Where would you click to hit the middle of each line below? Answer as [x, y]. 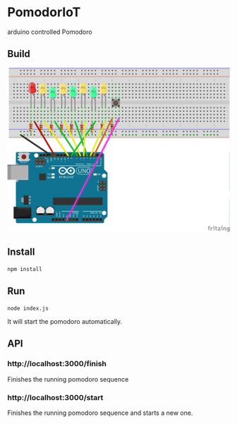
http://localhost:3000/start [55, 397]
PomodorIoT [44, 12]
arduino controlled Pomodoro [50, 32]
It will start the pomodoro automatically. [65, 321]
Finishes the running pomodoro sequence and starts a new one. [100, 413]
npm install [25, 269]
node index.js [28, 308]
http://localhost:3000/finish [57, 364]
